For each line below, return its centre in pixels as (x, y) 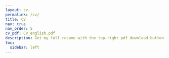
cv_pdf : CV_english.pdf (30, 33)
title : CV (16, 19)
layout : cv (17, 10)
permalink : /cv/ (22, 15)
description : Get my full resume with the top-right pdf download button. (86, 38)
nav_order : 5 (19, 29)
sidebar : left (25, 47)
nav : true (16, 24)
